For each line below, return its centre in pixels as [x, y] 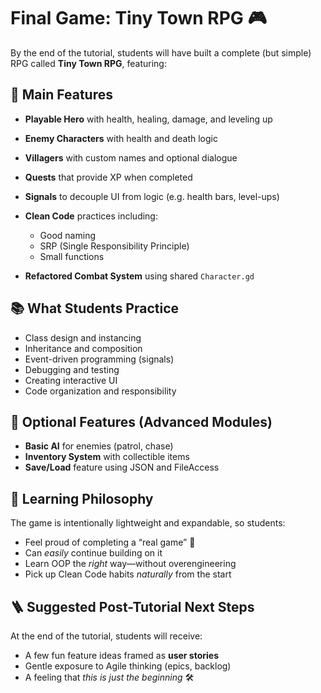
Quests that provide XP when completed [108, 177]
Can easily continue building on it [93, 553]
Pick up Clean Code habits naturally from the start [128, 574]
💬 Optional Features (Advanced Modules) [141, 421]
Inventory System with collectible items [107, 457]
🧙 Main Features [61, 95]
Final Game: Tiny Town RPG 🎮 [139, 18]
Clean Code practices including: [91, 216]
